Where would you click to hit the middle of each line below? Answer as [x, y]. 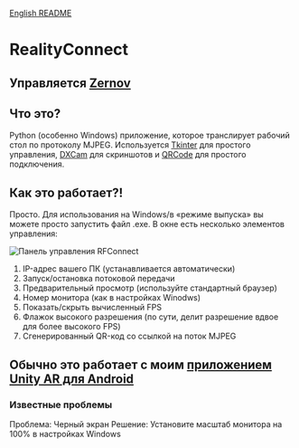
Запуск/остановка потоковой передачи [98, 279]
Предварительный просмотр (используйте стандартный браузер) [149, 288]
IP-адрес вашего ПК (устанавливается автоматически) [129, 269]
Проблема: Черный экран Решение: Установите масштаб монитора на [146, 424]
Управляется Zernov [70, 83]
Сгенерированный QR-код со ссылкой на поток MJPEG [129, 336]
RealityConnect [69, 50]
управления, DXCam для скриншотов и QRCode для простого [128, 155]
